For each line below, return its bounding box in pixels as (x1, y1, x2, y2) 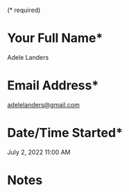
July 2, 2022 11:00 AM (7, 147, 71, 156)
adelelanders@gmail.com (7, 100, 80, 109)
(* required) (7, 6, 41, 14)
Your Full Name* (7, 31, 103, 46)
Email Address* (7, 78, 99, 93)
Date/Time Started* (7, 125, 123, 141)
